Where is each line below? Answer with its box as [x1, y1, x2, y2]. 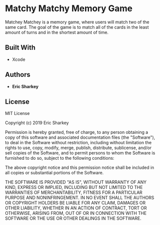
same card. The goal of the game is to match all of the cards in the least [5, 24, 149, 30]
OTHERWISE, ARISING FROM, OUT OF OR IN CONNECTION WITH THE [5, 210, 147, 216]
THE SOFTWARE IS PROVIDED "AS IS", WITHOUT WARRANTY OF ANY [5, 179, 147, 185]
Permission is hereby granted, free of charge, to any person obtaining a [5, 130, 148, 135]
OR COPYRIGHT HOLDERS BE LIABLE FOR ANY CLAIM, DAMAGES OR [5, 200, 146, 206]
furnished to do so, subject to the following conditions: [5, 155, 114, 161]
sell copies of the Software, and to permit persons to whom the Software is [5, 150, 156, 156]
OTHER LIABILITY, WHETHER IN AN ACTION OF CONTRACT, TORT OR [5, 205, 147, 211]
